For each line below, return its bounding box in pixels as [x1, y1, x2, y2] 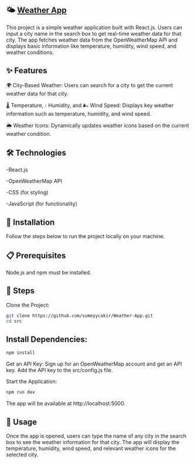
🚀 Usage [6, 417, 37, 427]
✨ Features [6, 66, 47, 75]
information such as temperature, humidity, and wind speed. [6, 110, 152, 117]
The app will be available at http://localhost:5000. [6, 400, 126, 407]
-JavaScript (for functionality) [6, 200, 78, 207]
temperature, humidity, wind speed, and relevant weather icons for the [6, 445, 176, 452]
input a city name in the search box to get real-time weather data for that [6, 30, 182, 37]
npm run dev [6, 389, 35, 396]
